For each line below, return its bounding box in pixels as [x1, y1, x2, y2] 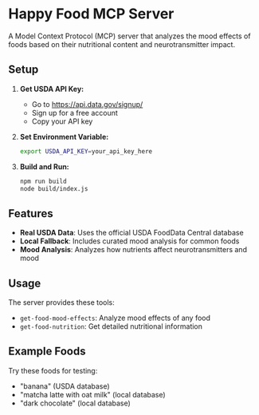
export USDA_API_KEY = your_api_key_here [19, 147, 153, 156]
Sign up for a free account [31, 108, 118, 117]
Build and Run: [19, 161, 69, 172]
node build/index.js [19, 184, 88, 192]
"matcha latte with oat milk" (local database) [19, 389, 166, 399]
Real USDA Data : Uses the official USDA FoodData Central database [19, 228, 245, 238]
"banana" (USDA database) [19, 381, 110, 391]
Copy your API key [31, 117, 93, 126]
